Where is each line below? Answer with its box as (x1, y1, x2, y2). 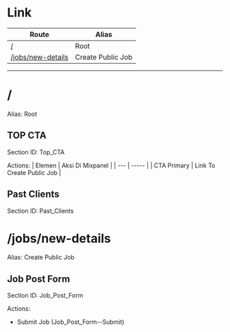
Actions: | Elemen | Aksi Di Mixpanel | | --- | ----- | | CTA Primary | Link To (7, 161, 216, 169)
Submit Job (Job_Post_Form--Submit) (16, 318, 125, 327)
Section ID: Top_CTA (7, 147, 65, 156)
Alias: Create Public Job (7, 253, 75, 261)
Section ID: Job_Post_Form (7, 292, 84, 300)
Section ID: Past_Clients (7, 206, 74, 215)
